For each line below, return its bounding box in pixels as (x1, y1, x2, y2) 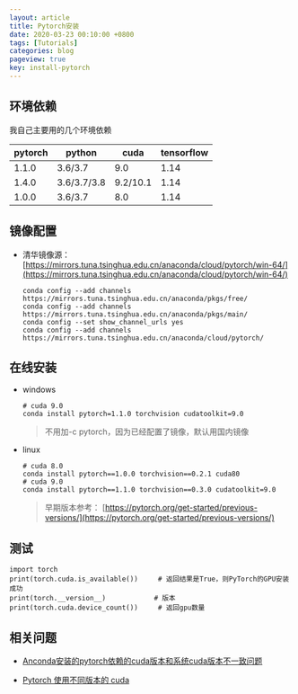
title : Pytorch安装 (9, 22, 80, 31)
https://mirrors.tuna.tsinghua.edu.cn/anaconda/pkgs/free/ (22, 294, 249, 303)
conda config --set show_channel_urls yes (22, 317, 184, 326)
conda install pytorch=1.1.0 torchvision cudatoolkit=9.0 (22, 410, 244, 419)
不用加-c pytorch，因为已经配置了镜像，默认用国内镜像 (44, 426, 250, 437)
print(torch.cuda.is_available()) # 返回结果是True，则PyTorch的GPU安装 (9, 574, 290, 584)
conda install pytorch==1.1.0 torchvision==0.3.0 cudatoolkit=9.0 (22, 485, 276, 494)
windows (22, 384, 57, 396)
